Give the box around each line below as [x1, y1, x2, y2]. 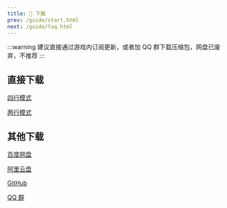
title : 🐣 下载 [7, 10, 47, 17]
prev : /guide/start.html [7, 17, 79, 24]
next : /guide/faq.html [7, 23, 73, 30]
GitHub [7, 179, 28, 187]
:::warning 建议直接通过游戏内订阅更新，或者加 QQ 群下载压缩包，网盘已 [7, 43, 215, 51]
